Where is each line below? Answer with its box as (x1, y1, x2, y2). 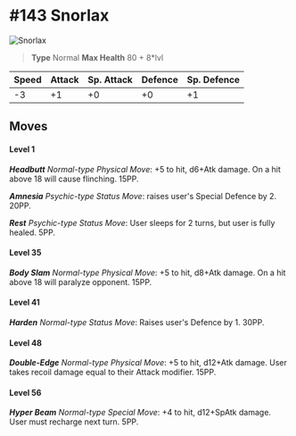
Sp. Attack (87, 73, 134, 86)
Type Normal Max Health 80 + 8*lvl (30, 52, 164, 63)
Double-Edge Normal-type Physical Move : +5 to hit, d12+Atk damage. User (9, 357, 287, 368)
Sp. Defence (186, 73, 241, 86)
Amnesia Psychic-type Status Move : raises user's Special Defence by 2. (9, 190, 277, 201)
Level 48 (9, 337, 43, 348)
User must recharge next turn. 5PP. (9, 416, 139, 427)
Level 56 (9, 387, 42, 398)
